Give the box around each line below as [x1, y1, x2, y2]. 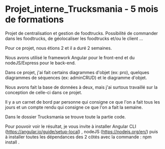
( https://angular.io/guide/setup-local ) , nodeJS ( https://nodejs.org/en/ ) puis [5, 128, 159, 134]
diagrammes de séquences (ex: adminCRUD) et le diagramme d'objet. [5, 74, 147, 80]
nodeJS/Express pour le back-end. [5, 60, 76, 66]
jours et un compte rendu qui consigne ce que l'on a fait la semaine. [5, 104, 143, 110]
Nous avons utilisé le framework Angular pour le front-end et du [5, 54, 135, 60]
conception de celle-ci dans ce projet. [5, 89, 82, 95]
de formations [5, 14, 64, 25]
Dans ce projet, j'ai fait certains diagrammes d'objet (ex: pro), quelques [5, 69, 149, 75]
